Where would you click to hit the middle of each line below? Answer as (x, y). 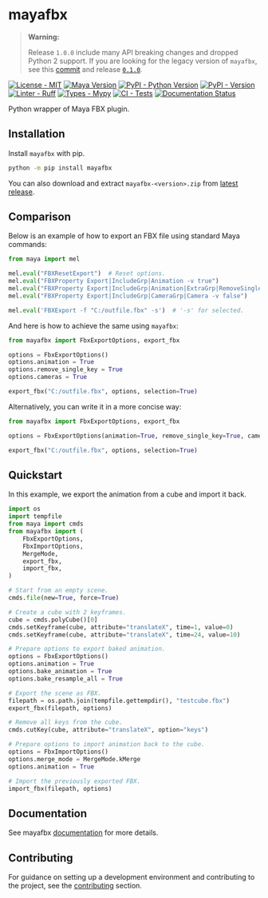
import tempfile (35, 517)
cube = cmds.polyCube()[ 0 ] (53, 620)
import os (25, 509)
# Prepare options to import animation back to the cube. (106, 744)
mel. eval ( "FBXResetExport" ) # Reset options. (87, 273)
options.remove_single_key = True (66, 369)
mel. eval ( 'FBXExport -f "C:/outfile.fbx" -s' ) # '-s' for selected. (126, 310)
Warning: (43, 37)
